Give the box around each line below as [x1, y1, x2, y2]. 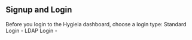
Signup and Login [5, 5, 72, 15]
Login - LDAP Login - [5, 27, 57, 34]
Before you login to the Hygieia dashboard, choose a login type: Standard [5, 20, 187, 27]
